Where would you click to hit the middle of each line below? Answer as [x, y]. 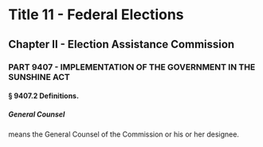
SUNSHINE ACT [39, 77]
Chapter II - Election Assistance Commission [122, 44]
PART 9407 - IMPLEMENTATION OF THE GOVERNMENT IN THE [132, 67]
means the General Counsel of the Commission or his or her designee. [124, 134]
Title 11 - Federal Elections [96, 15]
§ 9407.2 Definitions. [44, 96]
